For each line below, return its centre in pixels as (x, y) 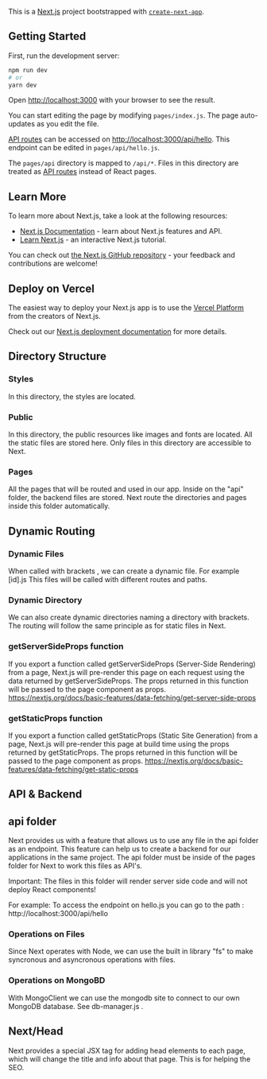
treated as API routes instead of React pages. (82, 172)
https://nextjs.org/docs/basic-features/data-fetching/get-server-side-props (132, 697)
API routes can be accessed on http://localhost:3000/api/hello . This (119, 139)
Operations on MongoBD (57, 980)
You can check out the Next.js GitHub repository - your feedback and (122, 255)
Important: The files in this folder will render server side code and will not (128, 881)
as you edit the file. (68, 124)
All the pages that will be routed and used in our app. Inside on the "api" (126, 489)
